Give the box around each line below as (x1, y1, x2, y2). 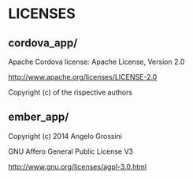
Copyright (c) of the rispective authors (8, 88, 132, 97)
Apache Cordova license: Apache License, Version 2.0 (8, 57, 185, 66)
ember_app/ (8, 110, 69, 124)
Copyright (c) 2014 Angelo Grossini (8, 131, 122, 140)
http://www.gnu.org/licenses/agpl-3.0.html (8, 162, 147, 171)
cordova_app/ (8, 36, 78, 50)
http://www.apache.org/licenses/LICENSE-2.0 (8, 73, 158, 81)
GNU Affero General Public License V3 (8, 147, 134, 156)
